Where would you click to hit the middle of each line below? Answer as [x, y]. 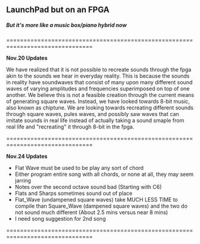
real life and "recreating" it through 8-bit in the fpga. [70, 127]
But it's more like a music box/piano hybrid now [67, 25]
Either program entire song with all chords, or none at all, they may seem [104, 174]
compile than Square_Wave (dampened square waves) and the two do [101, 206]
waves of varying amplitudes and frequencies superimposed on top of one [98, 89]
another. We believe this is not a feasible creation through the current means [100, 95]
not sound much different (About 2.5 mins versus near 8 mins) [91, 212]
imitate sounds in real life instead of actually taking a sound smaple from [95, 121]
